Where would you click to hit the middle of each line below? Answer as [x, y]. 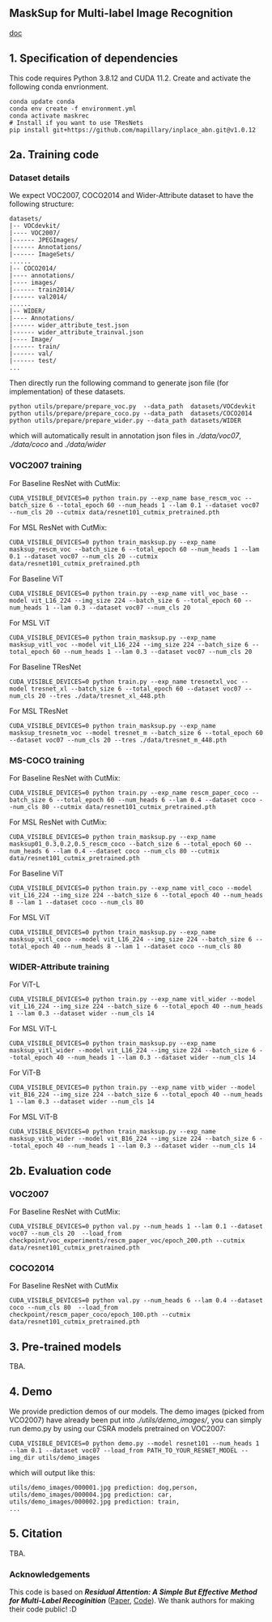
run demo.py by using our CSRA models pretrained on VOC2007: [117, 1428]
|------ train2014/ [42, 290]
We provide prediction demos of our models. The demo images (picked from [137, 1411]
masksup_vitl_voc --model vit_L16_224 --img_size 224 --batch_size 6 [129, 644]
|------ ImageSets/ [42, 255]
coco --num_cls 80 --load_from [64, 1308]
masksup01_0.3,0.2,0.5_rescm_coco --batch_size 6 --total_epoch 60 [125, 844]
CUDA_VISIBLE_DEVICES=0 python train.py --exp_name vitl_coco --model [131, 888]
